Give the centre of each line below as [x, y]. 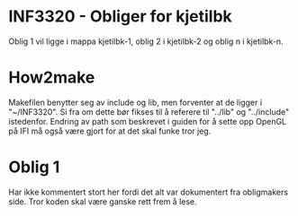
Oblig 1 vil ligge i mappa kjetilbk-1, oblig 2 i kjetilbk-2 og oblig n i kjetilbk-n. [146, 41]
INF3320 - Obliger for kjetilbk [121, 17]
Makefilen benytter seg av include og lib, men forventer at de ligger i [135, 102]
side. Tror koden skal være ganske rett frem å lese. [103, 201]
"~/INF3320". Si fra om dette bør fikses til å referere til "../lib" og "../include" [149, 112]
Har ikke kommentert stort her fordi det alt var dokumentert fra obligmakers [149, 192]
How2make [52, 78]
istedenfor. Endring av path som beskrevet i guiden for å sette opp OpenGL [148, 121]
